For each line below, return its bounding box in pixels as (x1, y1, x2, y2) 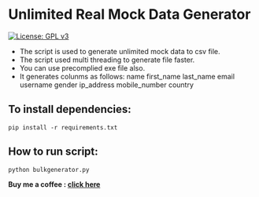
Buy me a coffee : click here (8, 179, 101, 189)
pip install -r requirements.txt (8, 123, 118, 131)
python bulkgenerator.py (8, 166, 90, 173)
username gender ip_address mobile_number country (19, 80, 194, 89)
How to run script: (8, 145, 98, 159)
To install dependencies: (8, 103, 131, 116)
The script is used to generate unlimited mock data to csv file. (19, 46, 220, 56)
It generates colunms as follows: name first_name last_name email (19, 71, 235, 81)
